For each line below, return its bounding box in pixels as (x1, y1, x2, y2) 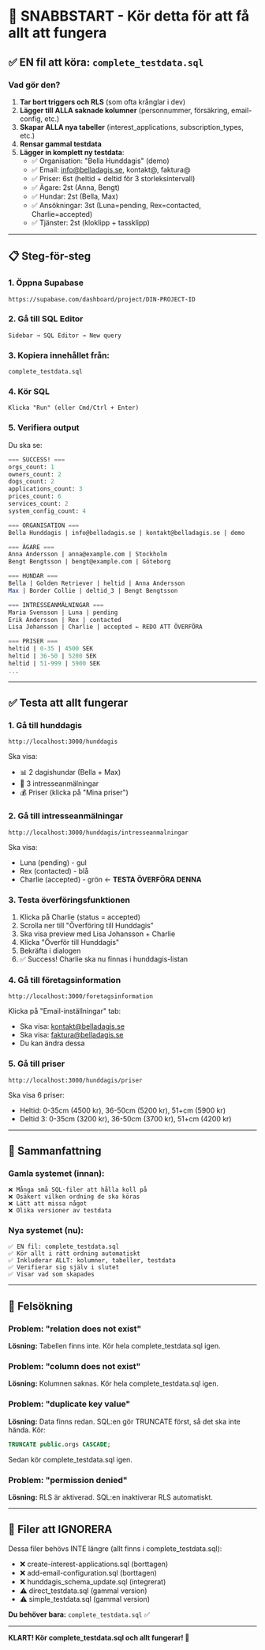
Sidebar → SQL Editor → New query (8, 332, 122, 339)
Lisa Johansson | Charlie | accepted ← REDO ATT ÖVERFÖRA (8, 623, 203, 632)
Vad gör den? (8, 79, 61, 90)
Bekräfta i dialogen (19, 946, 81, 955)
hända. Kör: (8, 1424, 46, 1435)
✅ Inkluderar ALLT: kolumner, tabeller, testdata (8, 1257, 176, 1265)
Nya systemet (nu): (8, 1225, 84, 1236)
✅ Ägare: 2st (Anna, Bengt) (31, 182, 121, 192)
